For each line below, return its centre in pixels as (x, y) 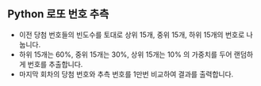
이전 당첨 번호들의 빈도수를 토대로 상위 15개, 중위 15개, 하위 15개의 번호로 (132, 35)
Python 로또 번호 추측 (58, 14)
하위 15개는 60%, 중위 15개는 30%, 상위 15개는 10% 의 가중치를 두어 (125, 54)
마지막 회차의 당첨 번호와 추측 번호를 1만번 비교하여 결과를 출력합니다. (126, 74)
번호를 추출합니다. (55, 64)
